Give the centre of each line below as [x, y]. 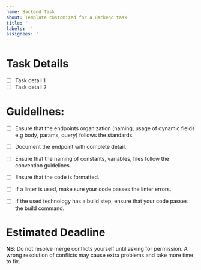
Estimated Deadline [56, 232]
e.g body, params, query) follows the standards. [74, 135]
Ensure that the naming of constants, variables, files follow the [92, 159]
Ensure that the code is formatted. [57, 177]
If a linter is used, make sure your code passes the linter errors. [93, 189]
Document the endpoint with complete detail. [70, 147]
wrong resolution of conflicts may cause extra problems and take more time [100, 255]
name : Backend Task [31, 12]
